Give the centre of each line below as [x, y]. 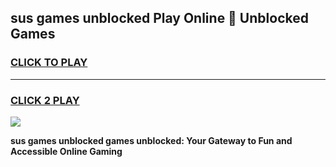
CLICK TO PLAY [49, 63]
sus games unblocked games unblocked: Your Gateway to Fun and [151, 140]
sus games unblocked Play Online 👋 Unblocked [159, 18]
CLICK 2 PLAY [45, 100]
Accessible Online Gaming [66, 151]
